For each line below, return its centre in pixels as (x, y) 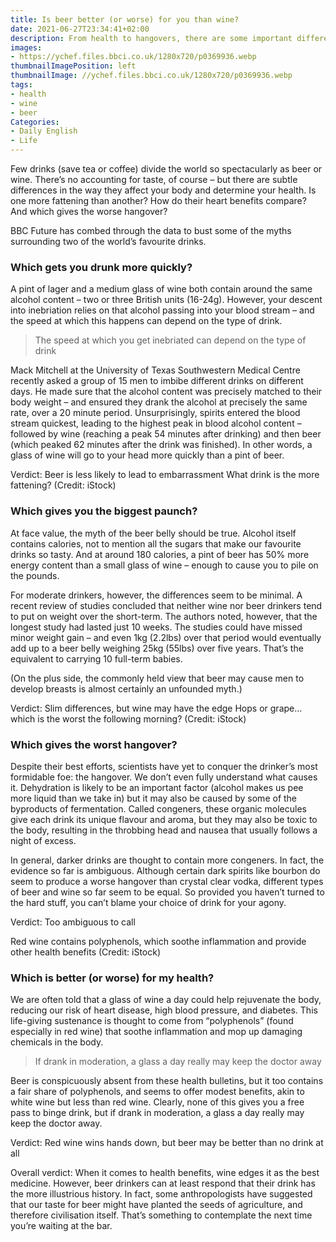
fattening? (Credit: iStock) (63, 485)
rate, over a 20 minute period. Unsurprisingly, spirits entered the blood (155, 413)
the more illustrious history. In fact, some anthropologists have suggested (161, 1194)
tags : (21, 85)
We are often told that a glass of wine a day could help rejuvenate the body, (166, 1000)
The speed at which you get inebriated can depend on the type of (170, 340)
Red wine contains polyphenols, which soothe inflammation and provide (158, 941)
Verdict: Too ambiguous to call (73, 922)
